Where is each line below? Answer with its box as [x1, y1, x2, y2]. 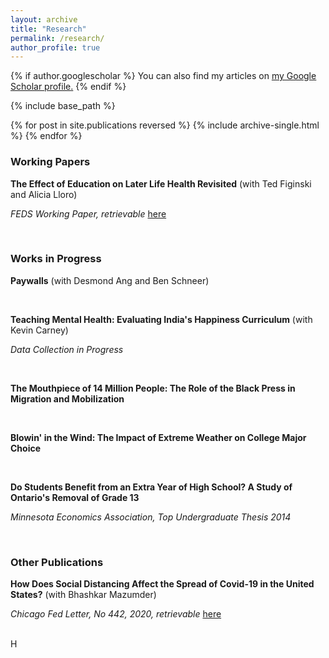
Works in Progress [10, 252, 102, 266]
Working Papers [10, 155, 91, 169]
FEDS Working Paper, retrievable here [10, 207, 167, 220]
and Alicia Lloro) [10, 188, 78, 200]
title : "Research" [10, 24, 87, 34]
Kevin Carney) [10, 324, 69, 336]
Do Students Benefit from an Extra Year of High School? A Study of [10, 481, 293, 493]
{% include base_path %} [10, 100, 116, 112]
